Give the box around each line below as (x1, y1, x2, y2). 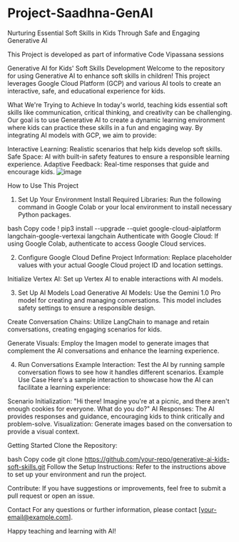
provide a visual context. (7, 427, 80, 436)
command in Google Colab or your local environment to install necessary (17, 202, 232, 211)
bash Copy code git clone (7, 455, 83, 463)
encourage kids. (7, 167, 55, 176)
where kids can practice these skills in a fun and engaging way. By (7, 123, 203, 131)
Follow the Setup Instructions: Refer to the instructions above (46, 462, 227, 471)
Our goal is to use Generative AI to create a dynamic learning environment (7, 116, 225, 124)
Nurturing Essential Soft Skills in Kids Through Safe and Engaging (7, 29, 200, 37)
